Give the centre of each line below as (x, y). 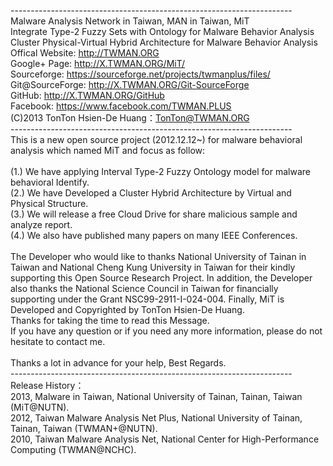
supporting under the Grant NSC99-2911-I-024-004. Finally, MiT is (147, 299)
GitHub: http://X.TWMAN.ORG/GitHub (87, 95)
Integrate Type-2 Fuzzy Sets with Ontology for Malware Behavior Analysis (162, 31)
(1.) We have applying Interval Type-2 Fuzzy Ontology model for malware (160, 171)
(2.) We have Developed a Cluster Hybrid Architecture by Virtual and (151, 193)
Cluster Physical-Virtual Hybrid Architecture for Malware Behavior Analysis (164, 42)
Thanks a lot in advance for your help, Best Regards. (118, 363)
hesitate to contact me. (58, 341)
